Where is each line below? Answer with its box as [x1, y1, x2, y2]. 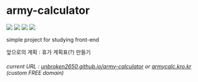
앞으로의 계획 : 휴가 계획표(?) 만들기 [6, 48, 91, 55]
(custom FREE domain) [6, 69, 64, 76]
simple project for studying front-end [6, 36, 99, 43]
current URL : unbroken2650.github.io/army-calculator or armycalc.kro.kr [6, 63, 192, 70]
